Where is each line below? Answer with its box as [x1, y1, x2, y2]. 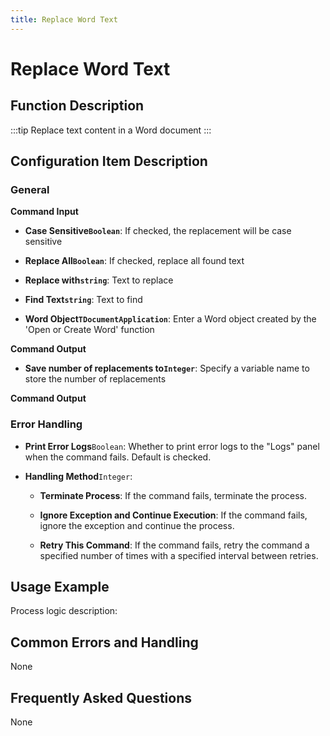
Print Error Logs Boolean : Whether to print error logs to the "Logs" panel [24, 440, 320, 452]
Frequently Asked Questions [10, 689, 193, 706]
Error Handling [10, 417, 83, 431]
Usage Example [10, 579, 110, 595]
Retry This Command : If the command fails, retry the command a [39, 539, 310, 551]
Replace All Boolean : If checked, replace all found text [24, 255, 245, 267]
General [10, 182, 50, 196]
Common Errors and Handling [10, 634, 199, 651]
